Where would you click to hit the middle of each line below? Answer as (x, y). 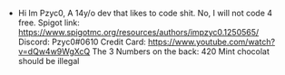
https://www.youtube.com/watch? (211, 42)
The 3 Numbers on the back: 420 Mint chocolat (181, 52)
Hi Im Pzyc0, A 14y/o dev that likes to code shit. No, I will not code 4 (145, 13)
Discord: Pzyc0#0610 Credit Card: (82, 42)
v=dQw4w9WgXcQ (54, 52)
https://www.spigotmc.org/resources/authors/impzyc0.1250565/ (138, 32)
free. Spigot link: (49, 23)
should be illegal (49, 61)
